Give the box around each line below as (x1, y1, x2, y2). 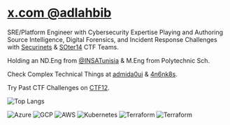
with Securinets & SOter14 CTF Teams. (7, 43, 119, 51)
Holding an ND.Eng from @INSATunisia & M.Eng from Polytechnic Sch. (7, 56, 210, 64)
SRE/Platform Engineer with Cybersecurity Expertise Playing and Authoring (7, 28, 224, 36)
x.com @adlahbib (7, 5, 112, 21)
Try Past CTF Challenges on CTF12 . (7, 83, 110, 91)
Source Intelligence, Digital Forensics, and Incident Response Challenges (7, 35, 218, 43)
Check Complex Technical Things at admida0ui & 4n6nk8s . (7, 70, 178, 78)
